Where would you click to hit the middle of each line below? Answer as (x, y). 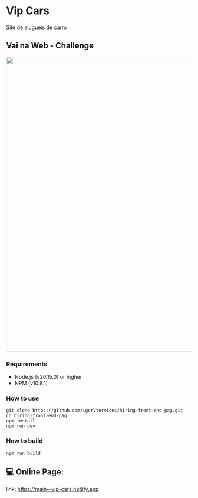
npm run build (24, 453)
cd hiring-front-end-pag (37, 416)
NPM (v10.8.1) (31, 383)
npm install (21, 421)
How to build (24, 441)
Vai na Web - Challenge (50, 46)
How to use (23, 398)
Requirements (27, 364)
